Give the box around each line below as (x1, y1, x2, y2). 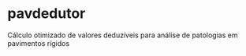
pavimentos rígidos (7, 38, 70, 47)
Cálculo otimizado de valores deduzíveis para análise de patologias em (7, 30, 238, 40)
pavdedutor (7, 5, 86, 23)
